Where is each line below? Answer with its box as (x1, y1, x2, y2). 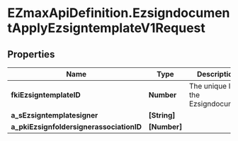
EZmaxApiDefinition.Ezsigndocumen (7, 5, 230, 21)
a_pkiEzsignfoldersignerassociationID (11, 122, 142, 132)
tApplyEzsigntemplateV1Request (7, 20, 205, 36)
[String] (148, 111, 176, 120)
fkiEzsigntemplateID (11, 90, 81, 100)
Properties (7, 48, 55, 60)
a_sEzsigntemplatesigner (11, 111, 98, 120)
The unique (188, 81, 227, 91)
